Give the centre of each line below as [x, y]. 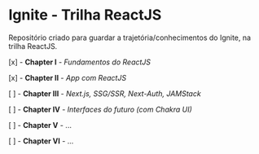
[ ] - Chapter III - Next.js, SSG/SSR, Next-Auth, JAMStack [105, 93]
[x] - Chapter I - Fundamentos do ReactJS [80, 62]
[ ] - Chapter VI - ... [41, 141]
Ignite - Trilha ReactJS [85, 15]
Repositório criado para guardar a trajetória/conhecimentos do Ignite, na [129, 37]
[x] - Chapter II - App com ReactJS [68, 77]
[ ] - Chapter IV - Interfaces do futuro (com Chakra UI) [101, 109]
